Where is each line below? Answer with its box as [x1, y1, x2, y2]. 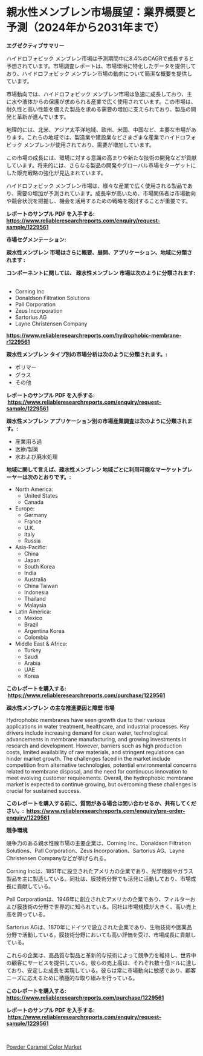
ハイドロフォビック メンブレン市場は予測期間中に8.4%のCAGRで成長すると [6, 55, 195, 62]
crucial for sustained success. [6, 787, 82, 794]
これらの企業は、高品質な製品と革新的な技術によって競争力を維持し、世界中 [6, 951, 196, 958]
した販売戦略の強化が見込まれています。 [6, 169, 107, 176]
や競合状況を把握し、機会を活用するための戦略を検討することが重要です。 [6, 197, 192, 204]
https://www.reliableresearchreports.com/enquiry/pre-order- [26, 807, 185, 814]
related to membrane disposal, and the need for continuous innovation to [6, 767, 188, 775]
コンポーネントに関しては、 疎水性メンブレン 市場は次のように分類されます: [6, 269, 196, 276]
